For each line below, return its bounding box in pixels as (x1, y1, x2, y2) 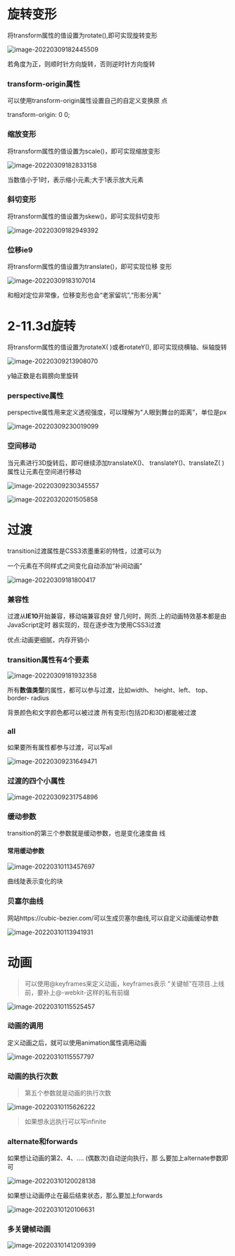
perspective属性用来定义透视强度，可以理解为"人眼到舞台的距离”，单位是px (7, 408, 227, 416)
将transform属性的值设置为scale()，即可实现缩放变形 (7, 147, 160, 155)
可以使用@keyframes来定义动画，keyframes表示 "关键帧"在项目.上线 (24, 979, 225, 988)
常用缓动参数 (7, 846, 44, 854)
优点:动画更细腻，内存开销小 (7, 635, 90, 644)
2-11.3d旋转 (7, 318, 76, 335)
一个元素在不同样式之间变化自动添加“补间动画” (7, 561, 143, 570)
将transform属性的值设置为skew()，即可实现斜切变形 (7, 212, 160, 220)
